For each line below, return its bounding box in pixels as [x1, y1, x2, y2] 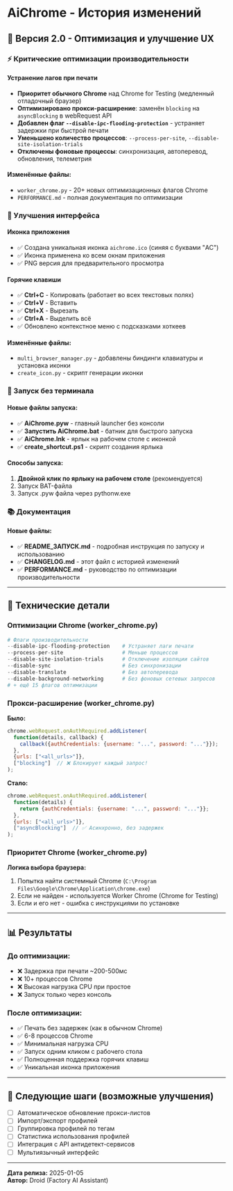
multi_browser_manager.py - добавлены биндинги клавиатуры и [17, 354, 203, 363]
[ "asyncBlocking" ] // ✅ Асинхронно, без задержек [13, 825, 164, 832]
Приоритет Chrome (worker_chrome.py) [7, 848, 148, 858]
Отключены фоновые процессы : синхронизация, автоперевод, [17, 147, 208, 155]
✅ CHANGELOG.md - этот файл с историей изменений [17, 557, 180, 565]
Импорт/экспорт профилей [17, 1117, 98, 1125]
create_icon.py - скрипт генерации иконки [17, 369, 144, 377]
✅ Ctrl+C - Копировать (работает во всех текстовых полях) [17, 291, 194, 299]
